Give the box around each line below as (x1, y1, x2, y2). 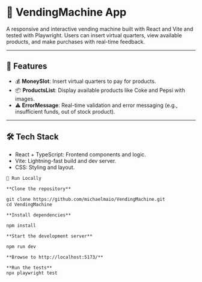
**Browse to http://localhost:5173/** (6, 254, 103, 260)
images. (14, 95, 35, 102)
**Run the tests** (6, 265, 52, 271)
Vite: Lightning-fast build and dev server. (14, 157, 117, 164)
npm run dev (6, 244, 36, 250)
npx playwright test (6, 270, 58, 276)
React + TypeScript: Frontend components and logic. (14, 150, 146, 158)
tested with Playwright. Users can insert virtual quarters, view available (6, 31, 182, 38)
